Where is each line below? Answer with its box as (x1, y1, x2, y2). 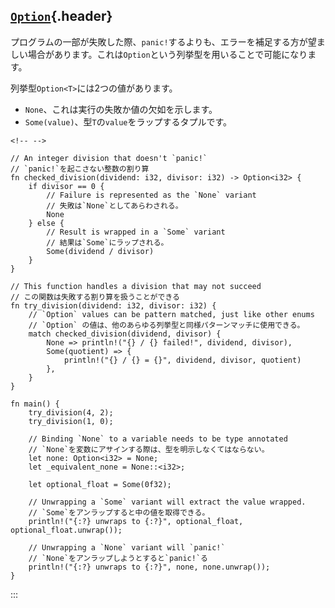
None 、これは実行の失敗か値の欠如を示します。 (24, 103, 218, 115)
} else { (28, 218, 65, 228)
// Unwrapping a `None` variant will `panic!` (28, 542, 226, 553)
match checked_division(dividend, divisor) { (28, 329, 222, 339)
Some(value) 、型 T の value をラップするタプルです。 (24, 115, 233, 128)
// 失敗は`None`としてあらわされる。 (46, 200, 183, 211)
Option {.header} (10, 8, 113, 25)
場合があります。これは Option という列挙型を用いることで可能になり (27, 48, 308, 60)
